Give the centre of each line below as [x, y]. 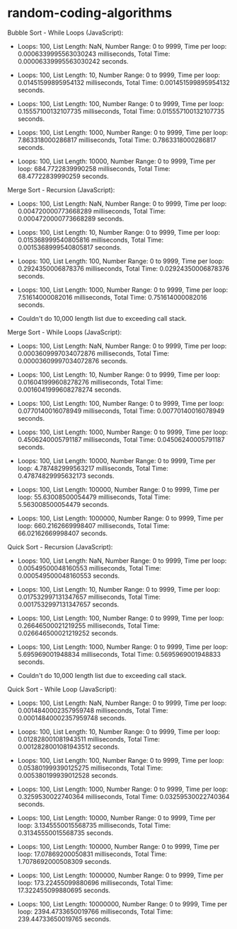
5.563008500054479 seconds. [63, 504]
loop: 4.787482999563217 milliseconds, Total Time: [93, 468]
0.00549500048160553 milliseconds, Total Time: [89, 568]
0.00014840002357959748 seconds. [72, 718]
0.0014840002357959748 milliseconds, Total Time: [93, 710]
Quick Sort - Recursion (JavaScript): [60, 547]
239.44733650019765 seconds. [64, 919]
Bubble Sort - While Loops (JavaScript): [65, 33]
